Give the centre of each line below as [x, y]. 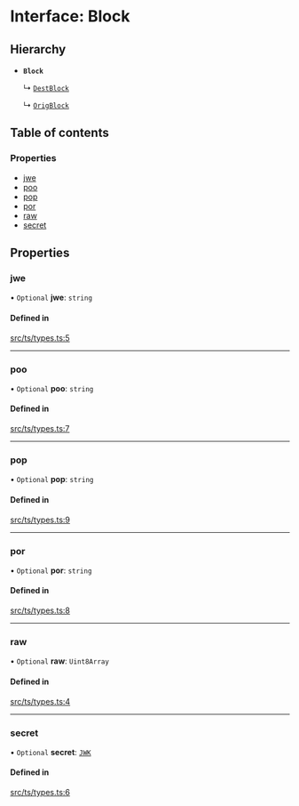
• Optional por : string [51, 570]
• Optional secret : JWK [51, 752]
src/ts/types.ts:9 [40, 520]
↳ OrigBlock [46, 105]
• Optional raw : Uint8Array [60, 661]
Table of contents [59, 133]
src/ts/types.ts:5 [40, 338]
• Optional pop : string [52, 480]
